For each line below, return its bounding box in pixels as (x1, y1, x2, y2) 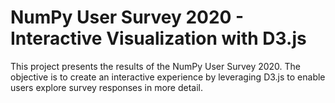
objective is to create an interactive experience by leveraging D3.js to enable (10, 71, 326, 83)
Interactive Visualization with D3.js (10, 27, 307, 50)
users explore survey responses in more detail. (10, 81, 204, 93)
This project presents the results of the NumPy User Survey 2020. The (10, 60, 302, 72)
